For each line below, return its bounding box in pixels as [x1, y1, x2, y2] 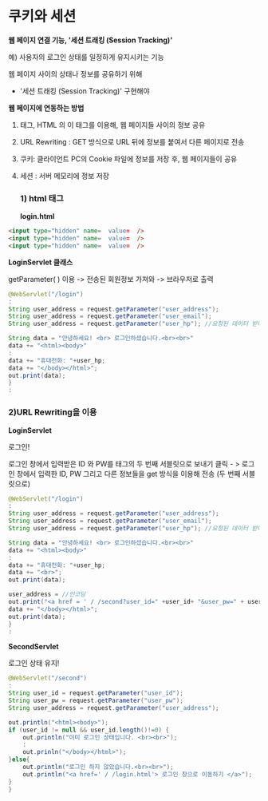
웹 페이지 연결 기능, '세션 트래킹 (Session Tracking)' [8, 35, 173, 45]
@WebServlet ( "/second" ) [8, 674, 88, 683]
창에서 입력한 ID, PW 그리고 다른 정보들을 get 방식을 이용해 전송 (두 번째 [16, 469, 241, 478]
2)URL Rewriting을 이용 [8, 406, 97, 418]
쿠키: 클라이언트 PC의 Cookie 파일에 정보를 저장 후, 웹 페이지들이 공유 [19, 153, 238, 164]
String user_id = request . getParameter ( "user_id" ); [8, 689, 183, 697]
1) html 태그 [19, 192, 64, 204]
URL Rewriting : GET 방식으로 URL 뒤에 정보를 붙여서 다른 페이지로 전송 [19, 137, 245, 146]
